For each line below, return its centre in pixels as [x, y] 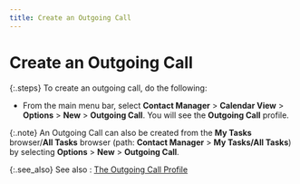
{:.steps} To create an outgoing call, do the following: [108, 88]
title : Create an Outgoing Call [70, 18]
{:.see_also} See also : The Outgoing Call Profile [99, 169]
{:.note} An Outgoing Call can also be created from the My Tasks [131, 132]
